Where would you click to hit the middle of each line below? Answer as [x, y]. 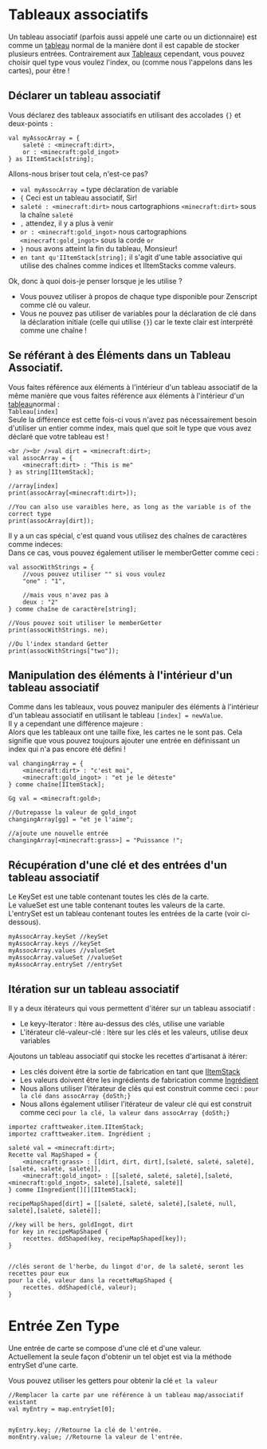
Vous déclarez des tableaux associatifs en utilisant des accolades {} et [125, 115]
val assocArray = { [41, 458]
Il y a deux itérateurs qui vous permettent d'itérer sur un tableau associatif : [132, 1008]
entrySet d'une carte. [43, 1364]
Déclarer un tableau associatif [84, 96]
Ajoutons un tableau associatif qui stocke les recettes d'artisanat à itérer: [128, 1056]
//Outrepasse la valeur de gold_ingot [73, 813]
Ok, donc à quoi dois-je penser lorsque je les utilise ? [95, 281]
